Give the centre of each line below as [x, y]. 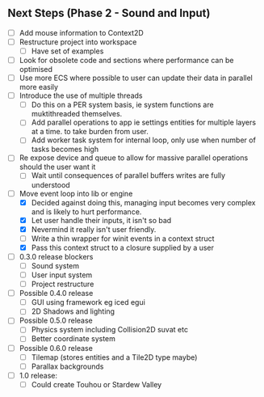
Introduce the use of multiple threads [81, 95]
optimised [36, 70]
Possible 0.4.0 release [56, 294]
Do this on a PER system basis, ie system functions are [123, 105]
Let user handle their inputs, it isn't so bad [101, 220]
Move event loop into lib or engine [76, 193]
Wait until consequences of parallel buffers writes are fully [128, 175]
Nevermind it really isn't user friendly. [94, 229]
